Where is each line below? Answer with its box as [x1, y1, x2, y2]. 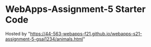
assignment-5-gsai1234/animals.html [5, 36, 83, 42]
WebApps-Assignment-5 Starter [5, 3, 146, 15]
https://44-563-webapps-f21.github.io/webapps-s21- [29, 30, 142, 36]
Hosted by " [5, 30, 31, 36]
